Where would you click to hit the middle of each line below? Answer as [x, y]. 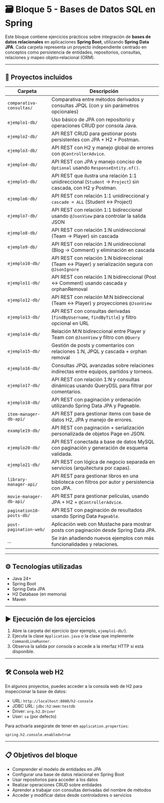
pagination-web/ [26, 529]
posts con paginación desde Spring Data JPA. [103, 530]
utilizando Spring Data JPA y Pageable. [96, 406]
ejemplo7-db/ [23, 216]
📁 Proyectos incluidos [39, 77]
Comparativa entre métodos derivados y [97, 99]
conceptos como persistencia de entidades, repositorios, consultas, [73, 52]
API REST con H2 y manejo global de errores [102, 147]
